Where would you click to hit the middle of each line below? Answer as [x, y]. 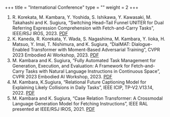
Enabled [21, 50]
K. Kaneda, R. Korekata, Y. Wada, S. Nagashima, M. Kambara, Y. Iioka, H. [89, 39]
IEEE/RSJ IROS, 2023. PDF [40, 33]
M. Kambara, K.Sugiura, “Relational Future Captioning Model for [79, 82]
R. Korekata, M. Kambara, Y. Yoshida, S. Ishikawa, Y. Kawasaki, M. [82, 17]
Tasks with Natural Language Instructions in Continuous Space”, [93, 71]
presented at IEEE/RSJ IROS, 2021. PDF [54, 109]
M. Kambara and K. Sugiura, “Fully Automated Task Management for [84, 60]
